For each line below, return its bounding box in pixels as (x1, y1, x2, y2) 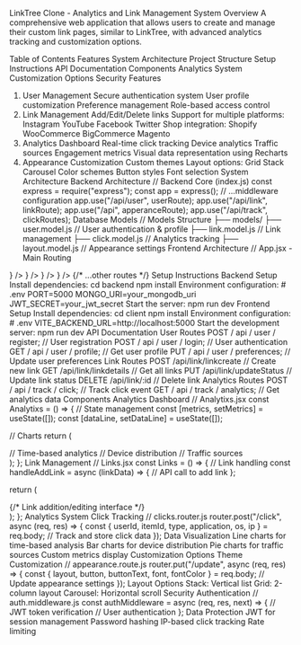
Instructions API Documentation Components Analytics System (9, 63, 243, 74)
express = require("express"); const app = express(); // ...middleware (22, 186, 279, 196)
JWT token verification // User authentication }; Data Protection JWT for (9, 606, 276, 617)
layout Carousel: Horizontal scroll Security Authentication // (39, 588, 259, 598)
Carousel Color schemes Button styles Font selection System (22, 166, 249, 177)
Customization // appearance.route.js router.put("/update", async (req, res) (9, 559, 287, 570)
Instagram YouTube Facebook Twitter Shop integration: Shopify (22, 119, 258, 129)
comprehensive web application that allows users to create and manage (9, 17, 276, 28)
